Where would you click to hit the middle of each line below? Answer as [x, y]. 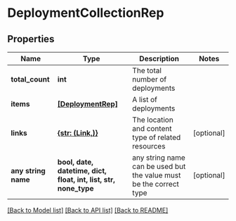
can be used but [159, 166]
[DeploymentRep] [87, 104]
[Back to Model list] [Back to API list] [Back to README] [88, 210]
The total [147, 70]
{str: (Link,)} [78, 133]
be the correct [156, 184]
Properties [31, 39]
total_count [30, 79]
